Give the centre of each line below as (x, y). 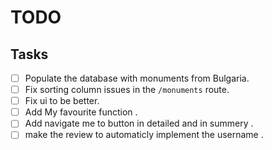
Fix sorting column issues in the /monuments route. (127, 90)
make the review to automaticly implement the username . (144, 135)
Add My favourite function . (81, 112)
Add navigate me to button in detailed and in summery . (139, 123)
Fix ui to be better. (62, 101)
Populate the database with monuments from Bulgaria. (137, 78)
